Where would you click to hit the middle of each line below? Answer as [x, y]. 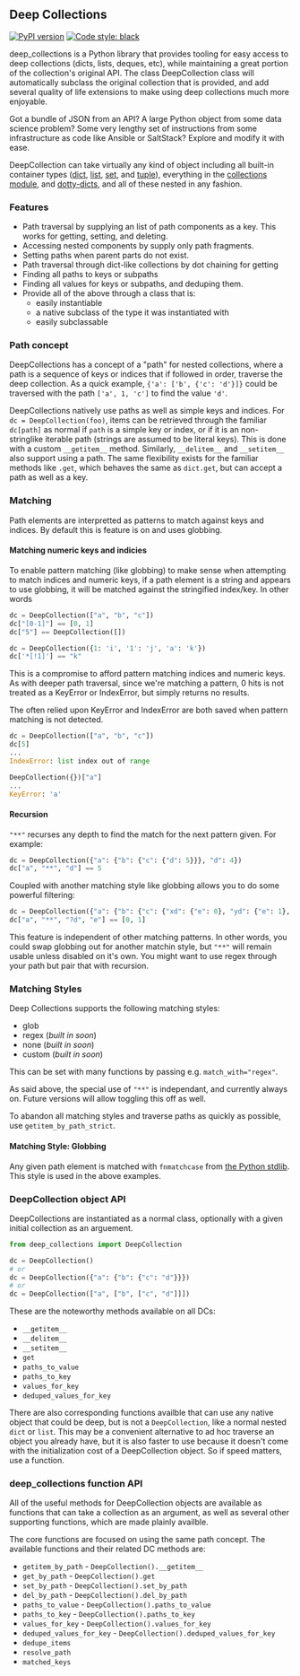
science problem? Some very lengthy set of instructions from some [133, 128]
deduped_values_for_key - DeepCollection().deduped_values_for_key [149, 1633]
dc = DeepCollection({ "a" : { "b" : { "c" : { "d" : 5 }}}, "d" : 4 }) [126, 860]
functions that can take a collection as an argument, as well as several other [149, 1513]
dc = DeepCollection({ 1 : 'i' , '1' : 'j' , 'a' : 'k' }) [107, 648]
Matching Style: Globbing [58, 1146]
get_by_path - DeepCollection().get [89, 1576]
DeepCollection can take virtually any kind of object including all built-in [142, 164]
